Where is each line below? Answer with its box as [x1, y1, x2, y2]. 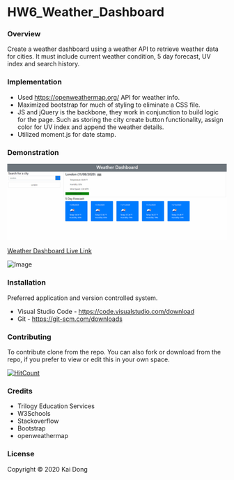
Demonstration [7, 147, 59, 157]
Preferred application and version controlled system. [7, 294, 158, 302]
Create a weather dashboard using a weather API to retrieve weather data [7, 45, 219, 53]
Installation [7, 278, 47, 287]
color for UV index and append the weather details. [17, 123, 164, 131]
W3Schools [17, 410, 51, 418]
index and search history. [7, 60, 80, 68]
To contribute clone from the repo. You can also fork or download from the [7, 347, 221, 356]
